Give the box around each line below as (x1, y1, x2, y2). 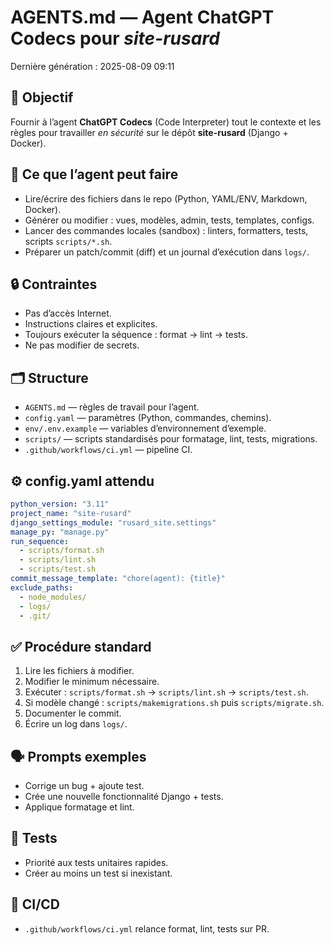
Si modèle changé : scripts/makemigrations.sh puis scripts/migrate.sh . (24, 697, 325, 709)
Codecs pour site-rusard (10, 27, 220, 50)
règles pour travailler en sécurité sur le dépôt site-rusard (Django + (10, 126, 289, 138)
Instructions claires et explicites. (24, 318, 158, 330)
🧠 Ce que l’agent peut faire (10, 166, 179, 183)
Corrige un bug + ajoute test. (24, 780, 145, 791)
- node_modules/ (19, 592, 87, 602)
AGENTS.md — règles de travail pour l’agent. (24, 401, 200, 413)
